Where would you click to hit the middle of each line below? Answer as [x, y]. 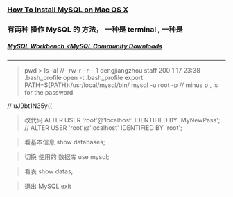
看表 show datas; [49, 171]
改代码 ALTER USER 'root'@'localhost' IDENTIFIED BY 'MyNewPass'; [122, 120]
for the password [49, 92]
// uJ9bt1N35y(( [30, 106]
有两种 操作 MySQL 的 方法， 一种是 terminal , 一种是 [95, 29]
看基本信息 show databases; [64, 142]
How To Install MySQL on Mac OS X [68, 10]
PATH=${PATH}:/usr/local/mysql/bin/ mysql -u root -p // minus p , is [121, 85]
